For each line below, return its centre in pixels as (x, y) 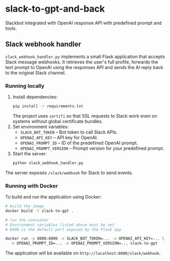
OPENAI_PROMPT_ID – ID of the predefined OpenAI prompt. (79, 143)
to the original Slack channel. (36, 73)
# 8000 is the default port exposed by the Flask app (63, 230)
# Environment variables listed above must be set (60, 225)
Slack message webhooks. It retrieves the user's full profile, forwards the (82, 62)
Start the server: (30, 153)
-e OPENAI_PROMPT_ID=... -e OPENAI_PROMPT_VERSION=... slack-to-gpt (84, 243)
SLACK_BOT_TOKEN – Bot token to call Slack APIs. (69, 132)
